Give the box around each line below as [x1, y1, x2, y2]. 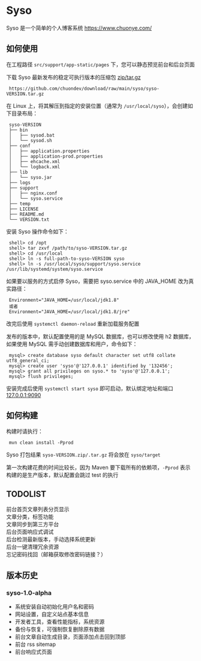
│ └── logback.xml [8, 164, 61, 170]
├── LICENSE [8, 206, 39, 212]
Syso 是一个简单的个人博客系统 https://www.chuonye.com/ [6, 24, 152, 31]
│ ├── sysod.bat [8, 132, 55, 138]
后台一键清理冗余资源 [6, 543, 59, 551]
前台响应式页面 [14, 648, 52, 656]
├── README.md [8, 211, 44, 217]
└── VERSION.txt [8, 216, 50, 223]
